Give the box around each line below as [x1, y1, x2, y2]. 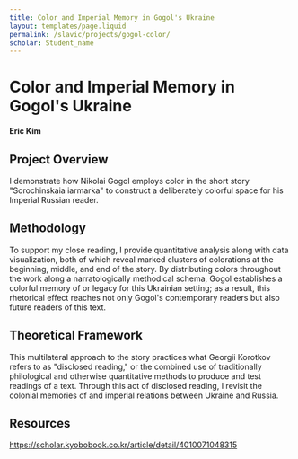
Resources [9, 416, 71, 431]
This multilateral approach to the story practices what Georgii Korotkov [9, 351, 271, 362]
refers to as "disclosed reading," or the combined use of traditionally [9, 361, 262, 372]
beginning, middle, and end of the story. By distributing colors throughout [9, 263, 281, 274]
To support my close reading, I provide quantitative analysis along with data [9, 244, 289, 255]
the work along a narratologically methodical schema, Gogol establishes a [9, 273, 283, 284]
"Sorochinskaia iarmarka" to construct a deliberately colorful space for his [9, 185, 285, 196]
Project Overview [9, 152, 109, 167]
